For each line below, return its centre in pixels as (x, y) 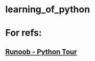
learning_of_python (48, 9)
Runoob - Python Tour (41, 52)
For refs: (23, 33)
